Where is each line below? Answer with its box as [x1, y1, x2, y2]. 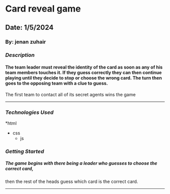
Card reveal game [5, 3, 81, 15]
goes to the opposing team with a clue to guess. [5, 80, 108, 86]
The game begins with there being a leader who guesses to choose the [5, 160, 158, 166]
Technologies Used [5, 109, 54, 116]
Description [5, 51, 35, 58]
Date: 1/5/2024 [5, 23, 54, 32]
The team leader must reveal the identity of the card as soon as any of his [5, 64, 163, 71]
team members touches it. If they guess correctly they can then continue [5, 70, 162, 76]
